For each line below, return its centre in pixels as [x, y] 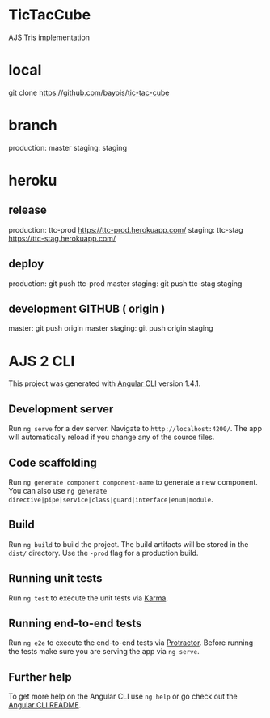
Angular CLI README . [45, 705]
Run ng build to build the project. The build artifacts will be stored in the [129, 544]
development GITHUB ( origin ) [87, 309]
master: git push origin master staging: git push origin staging [111, 328]
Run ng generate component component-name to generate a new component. [133, 482]
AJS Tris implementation [49, 37]
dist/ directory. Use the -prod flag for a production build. [103, 553]
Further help [40, 677]
